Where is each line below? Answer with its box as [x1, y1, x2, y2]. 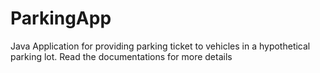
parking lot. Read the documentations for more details [10, 50, 233, 62]
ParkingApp [10, 7, 112, 30]
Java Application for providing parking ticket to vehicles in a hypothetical [10, 40, 311, 52]
